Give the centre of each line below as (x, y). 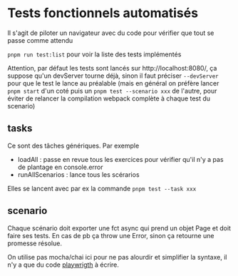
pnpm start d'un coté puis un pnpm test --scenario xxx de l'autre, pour (112, 91)
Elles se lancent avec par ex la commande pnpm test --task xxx (102, 188)
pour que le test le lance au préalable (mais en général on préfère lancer (113, 83)
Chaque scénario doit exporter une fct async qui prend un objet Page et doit (119, 228)
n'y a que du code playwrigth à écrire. (63, 265)
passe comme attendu (40, 40)
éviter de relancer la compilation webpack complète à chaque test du (109, 98)
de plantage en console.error (60, 167)
